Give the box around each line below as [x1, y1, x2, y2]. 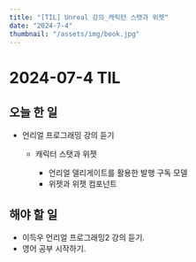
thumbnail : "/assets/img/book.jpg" [9, 29, 140, 38]
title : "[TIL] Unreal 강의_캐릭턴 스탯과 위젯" [9, 12, 170, 22]
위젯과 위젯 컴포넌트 [48, 179, 117, 189]
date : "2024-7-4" [9, 21, 73, 30]
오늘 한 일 [9, 104, 58, 119]
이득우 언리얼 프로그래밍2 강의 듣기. [21, 232, 146, 243]
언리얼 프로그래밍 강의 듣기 [21, 130, 115, 141]
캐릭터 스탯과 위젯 [34, 149, 97, 159]
